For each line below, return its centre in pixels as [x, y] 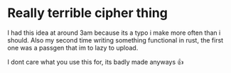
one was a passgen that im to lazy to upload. [73, 47]
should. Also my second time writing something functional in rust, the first [116, 40]
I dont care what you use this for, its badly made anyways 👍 [96, 62]
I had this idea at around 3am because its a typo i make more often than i [114, 33]
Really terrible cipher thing [88, 13]
